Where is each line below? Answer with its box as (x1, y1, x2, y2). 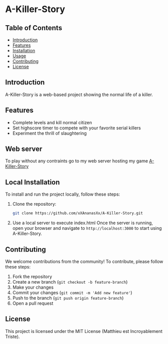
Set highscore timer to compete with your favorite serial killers (12, 125, 141, 131)
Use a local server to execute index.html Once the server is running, (12, 220, 153, 226)
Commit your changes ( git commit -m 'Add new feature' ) (12, 289, 132, 295)
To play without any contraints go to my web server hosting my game (5, 158, 148, 164)
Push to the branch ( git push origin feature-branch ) (12, 295, 124, 301)
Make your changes (12, 284, 54, 290)
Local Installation (5, 178, 60, 187)
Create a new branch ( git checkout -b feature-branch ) (12, 279, 128, 285)
